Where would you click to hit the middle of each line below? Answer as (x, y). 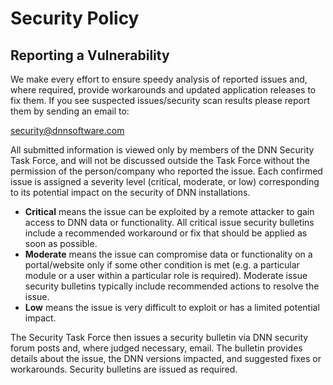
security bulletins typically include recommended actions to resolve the (172, 286)
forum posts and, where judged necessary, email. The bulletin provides (156, 348)
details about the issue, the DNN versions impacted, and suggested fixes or (166, 358)
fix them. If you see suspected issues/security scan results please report (160, 100)
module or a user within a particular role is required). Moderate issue (166, 275)
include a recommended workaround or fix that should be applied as (166, 233)
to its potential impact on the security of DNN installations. (130, 192)
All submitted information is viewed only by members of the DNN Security (162, 150)
